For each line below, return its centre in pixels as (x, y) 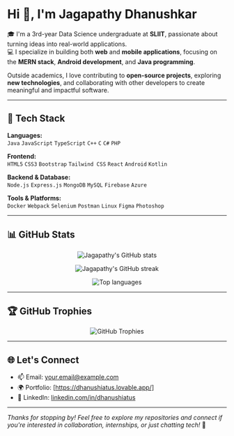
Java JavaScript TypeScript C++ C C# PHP (64, 143)
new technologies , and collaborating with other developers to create (106, 82)
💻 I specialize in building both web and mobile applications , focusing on (112, 52)
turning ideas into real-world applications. (67, 44)
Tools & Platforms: (34, 198)
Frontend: (22, 156)
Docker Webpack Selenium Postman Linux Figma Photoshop (86, 206)
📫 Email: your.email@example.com (68, 377)
